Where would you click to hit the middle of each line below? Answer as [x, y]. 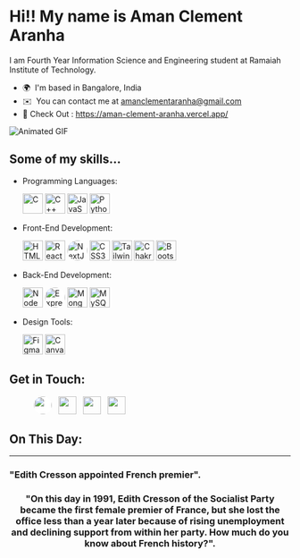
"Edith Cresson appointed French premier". [105, 475]
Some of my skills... [65, 160]
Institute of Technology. [53, 70]
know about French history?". [150, 544]
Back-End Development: [67, 275]
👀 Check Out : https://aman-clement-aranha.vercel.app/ [125, 114]
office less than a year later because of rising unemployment [150, 521]
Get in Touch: [47, 380]
